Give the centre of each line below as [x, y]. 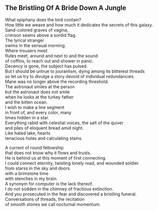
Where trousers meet [26, 50]
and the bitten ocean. [26, 102]
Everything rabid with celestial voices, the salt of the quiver [64, 123]
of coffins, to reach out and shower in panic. [49, 61]
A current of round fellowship [35, 147]
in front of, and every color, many [38, 112]
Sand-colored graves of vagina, [37, 30]
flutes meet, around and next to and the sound [52, 56]
